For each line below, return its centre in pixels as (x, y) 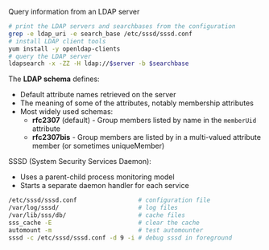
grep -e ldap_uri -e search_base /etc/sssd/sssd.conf (101, 34)
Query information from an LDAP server (74, 12)
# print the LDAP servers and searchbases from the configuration (122, 27)
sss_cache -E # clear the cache (104, 223)
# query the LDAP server (50, 56)
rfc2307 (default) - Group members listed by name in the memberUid (144, 121)
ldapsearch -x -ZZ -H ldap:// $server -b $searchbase (99, 64)
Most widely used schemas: (66, 112)
